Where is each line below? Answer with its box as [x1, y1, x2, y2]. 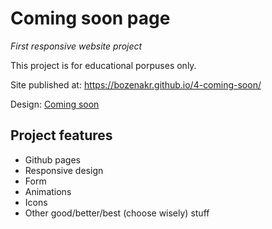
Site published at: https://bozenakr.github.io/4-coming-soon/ [10, 78, 262, 91]
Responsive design [24, 164, 104, 176]
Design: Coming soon [10, 98, 100, 110]
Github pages [24, 153, 81, 166]
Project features [10, 127, 113, 144]
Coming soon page [10, 7, 171, 30]
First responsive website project [10, 40, 143, 52]
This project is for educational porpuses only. [10, 59, 197, 71]
